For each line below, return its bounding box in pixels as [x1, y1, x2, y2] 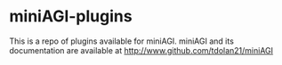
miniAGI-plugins [9, 6, 133, 27]
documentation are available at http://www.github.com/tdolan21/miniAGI [9, 45, 274, 55]
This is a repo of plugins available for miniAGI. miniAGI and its [9, 36, 234, 46]
